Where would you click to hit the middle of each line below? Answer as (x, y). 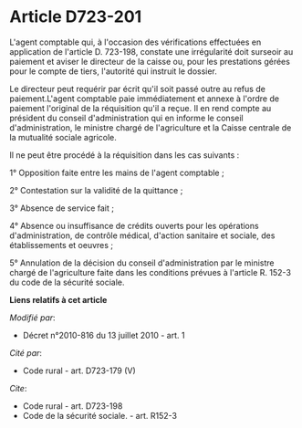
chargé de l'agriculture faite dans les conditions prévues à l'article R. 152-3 (151, 272)
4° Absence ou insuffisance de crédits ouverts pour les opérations (134, 225)
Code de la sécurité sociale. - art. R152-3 (100, 415)
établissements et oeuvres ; (62, 245)
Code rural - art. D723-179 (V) (79, 371)
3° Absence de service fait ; (62, 208)
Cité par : (26, 352)
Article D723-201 (76, 17)
